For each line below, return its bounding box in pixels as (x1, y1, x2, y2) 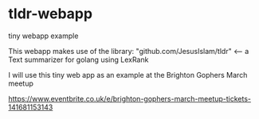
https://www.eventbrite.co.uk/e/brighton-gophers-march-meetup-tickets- (8, 94, 252, 103)
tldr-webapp (8, 5, 93, 23)
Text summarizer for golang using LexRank (8, 55, 149, 64)
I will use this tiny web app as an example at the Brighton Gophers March (8, 70, 248, 79)
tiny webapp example (8, 31, 79, 40)
